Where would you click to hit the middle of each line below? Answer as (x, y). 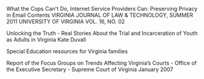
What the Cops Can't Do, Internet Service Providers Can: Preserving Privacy (102, 9)
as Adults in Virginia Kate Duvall (46, 39)
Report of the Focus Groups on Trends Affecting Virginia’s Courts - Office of (101, 63)
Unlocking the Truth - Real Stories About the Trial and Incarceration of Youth (102, 33)
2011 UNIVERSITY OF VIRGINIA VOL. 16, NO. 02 (66, 21)
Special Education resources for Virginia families (67, 51)
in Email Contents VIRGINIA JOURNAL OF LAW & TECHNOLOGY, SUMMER (100, 15)
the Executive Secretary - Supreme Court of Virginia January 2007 (90, 69)
